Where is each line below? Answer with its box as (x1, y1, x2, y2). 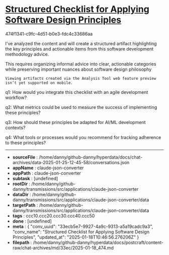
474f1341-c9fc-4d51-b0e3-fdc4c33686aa (5, 31, 93, 37)
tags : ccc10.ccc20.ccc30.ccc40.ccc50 (12, 212, 95, 219)
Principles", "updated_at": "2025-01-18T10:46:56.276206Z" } (12, 234, 139, 240)
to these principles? (5, 140, 46, 146)
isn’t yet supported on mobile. (5, 80, 73, 85)
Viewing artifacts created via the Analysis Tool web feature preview (5, 76, 156, 81)
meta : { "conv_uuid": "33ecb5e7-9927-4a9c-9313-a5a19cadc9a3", (12, 223, 153, 229)
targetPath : (12, 202, 38, 208)
